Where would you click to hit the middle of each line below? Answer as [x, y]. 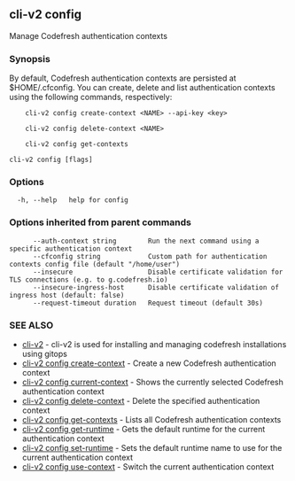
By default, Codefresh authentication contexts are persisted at [123, 78]
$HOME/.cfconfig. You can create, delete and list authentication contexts [143, 88]
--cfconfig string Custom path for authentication [150, 256]
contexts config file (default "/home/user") [94, 264]
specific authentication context [71, 248]
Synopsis [30, 58]
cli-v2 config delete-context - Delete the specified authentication [141, 401]
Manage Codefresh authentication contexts [89, 35]
